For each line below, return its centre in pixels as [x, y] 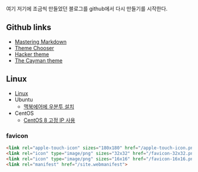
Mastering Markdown [40, 42]
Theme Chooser [34, 48]
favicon [17, 135]
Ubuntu [24, 100]
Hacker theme [32, 54]
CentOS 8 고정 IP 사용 [49, 120]
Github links [29, 27]
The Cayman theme [39, 60]
